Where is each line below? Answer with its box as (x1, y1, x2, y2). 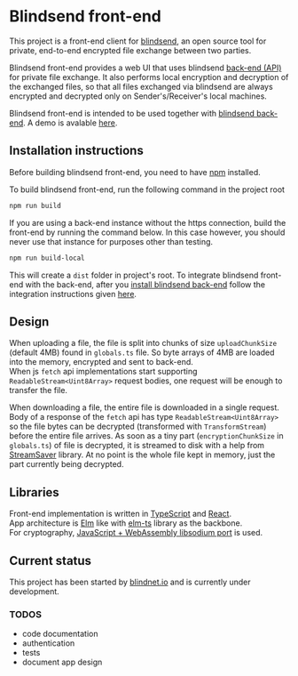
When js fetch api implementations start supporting (9, 366, 198, 377)
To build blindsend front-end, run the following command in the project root (9, 184, 286, 195)
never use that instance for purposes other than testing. (9, 236, 214, 246)
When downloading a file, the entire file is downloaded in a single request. (9, 402, 279, 413)
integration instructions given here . (9, 288, 137, 299)
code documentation (21, 629, 98, 640)
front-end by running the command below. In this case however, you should (9, 227, 286, 237)
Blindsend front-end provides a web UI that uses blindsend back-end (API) (9, 62, 282, 73)
